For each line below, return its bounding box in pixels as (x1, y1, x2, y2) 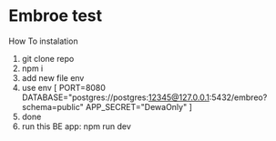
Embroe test (8, 5, 103, 26)
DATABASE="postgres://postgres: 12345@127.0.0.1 (21, 92, 210, 103)
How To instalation (8, 35, 78, 46)
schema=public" (21, 101, 84, 112)
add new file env (21, 72, 85, 83)
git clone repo (21, 53, 75, 64)
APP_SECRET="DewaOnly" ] (85, 101, 192, 112)
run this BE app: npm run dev (21, 120, 131, 132)
